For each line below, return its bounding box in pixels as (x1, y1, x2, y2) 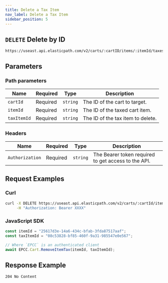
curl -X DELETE (5, 201, 37, 206)
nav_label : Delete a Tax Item (5, 12, 68, 17)
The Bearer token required (93, 151, 155, 158)
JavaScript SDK (5, 217, 44, 224)
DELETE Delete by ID (5, 35, 65, 44)
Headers (5, 130, 26, 137)
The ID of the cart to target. (82, 98, 147, 105)
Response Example (5, 261, 66, 269)
